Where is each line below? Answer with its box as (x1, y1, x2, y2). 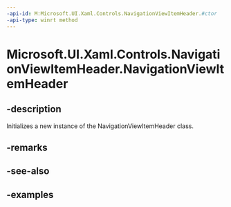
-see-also (6, 165, 50, 177)
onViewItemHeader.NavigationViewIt (6, 61, 225, 77)
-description (6, 103, 62, 115)
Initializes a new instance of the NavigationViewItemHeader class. (6, 122, 194, 130)
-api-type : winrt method (6, 17, 78, 24)
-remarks (6, 141, 48, 153)
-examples (6, 188, 54, 201)
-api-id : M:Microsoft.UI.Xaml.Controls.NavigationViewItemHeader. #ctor (6, 10, 217, 17)
